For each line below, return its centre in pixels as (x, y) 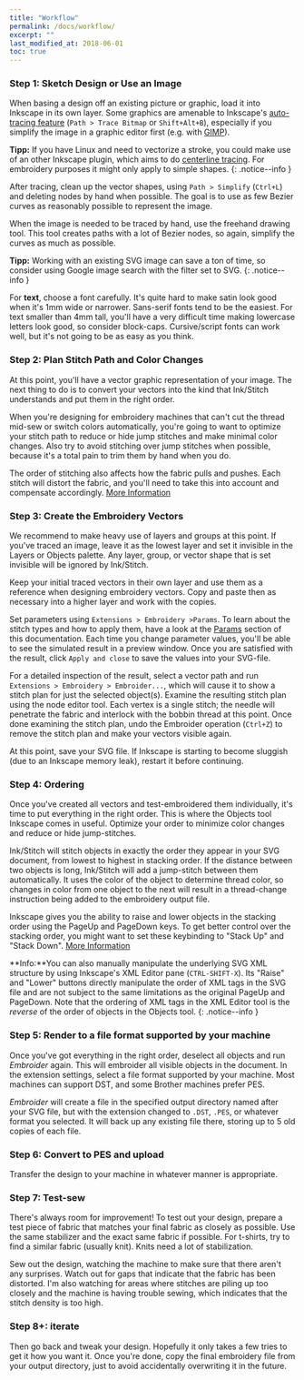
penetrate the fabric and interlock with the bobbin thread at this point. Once (151, 714)
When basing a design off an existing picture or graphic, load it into (135, 103)
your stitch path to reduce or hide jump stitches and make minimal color (144, 436)
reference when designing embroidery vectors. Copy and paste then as (143, 592)
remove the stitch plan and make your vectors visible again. (121, 734)
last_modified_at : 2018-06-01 (67, 43)
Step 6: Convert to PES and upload (87, 1154)
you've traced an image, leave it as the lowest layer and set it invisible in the (151, 546)
